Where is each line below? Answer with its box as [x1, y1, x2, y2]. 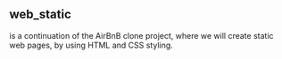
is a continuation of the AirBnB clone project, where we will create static [9, 30, 274, 41]
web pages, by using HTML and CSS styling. [9, 40, 174, 50]
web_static [9, 7, 71, 22]
